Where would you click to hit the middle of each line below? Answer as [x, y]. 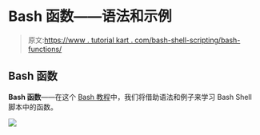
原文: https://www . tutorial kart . [80, 40]
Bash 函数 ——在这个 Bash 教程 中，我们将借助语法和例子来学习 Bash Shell [130, 97]
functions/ [45, 49]
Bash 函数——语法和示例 [90, 16]
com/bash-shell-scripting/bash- [188, 40]
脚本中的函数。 [33, 107]
